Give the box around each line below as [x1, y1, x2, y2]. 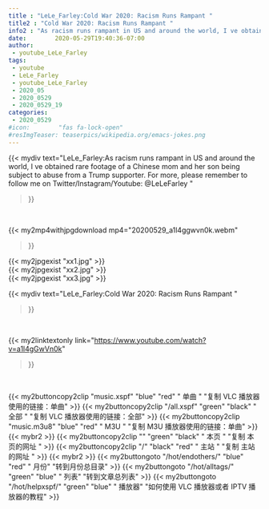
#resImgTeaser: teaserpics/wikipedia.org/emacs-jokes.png [8, 131, 206, 139]
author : [8, 42, 34, 50]
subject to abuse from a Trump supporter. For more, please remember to [8, 170, 248, 180]
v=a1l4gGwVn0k [8, 344, 62, 353]
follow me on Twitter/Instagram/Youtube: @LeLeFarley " [8, 178, 194, 188]
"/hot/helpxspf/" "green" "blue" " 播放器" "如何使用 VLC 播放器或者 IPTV [8, 482, 247, 491]
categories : [8, 109, 48, 117]
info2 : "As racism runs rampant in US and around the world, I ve [8, 26, 239, 34]
